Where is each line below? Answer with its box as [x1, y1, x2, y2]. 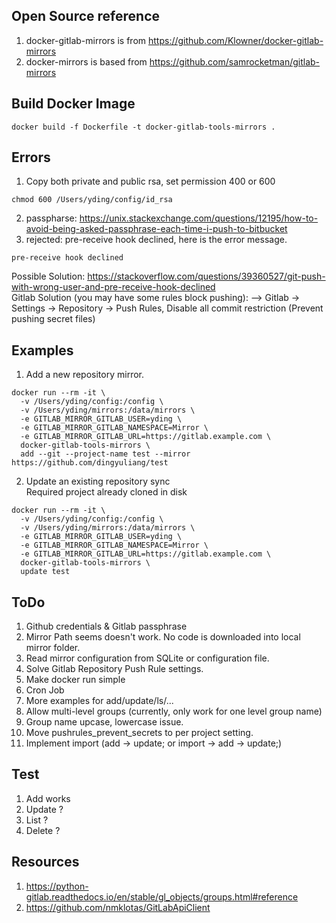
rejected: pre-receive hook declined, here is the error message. [25, 234, 288, 246]
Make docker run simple [25, 674, 126, 686]
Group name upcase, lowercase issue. [25, 716, 184, 728]
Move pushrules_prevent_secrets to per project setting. [25, 727, 254, 739]
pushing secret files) [11, 313, 96, 325]
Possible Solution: [11, 270, 86, 283]
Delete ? [25, 824, 61, 836]
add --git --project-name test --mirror [20, 449, 191, 459]
